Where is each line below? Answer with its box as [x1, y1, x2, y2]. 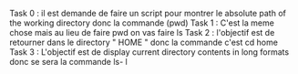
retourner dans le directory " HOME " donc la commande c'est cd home [9, 37, 278, 48]
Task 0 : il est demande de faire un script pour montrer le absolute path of [9, 8, 287, 18]
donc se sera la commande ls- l [9, 57, 128, 67]
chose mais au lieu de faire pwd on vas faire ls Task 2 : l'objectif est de [9, 27, 275, 37]
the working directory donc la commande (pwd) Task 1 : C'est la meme [9, 17, 275, 28]
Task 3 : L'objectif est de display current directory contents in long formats [9, 47, 290, 58]
